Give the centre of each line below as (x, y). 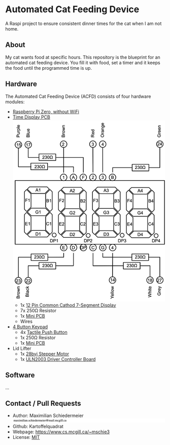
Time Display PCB (31, 117)
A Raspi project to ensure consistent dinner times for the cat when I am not (83, 23)
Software (20, 375)
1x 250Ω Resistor (38, 338)
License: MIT (26, 437)
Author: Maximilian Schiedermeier (48, 415)
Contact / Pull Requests (43, 403)
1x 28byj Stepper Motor (45, 354)
